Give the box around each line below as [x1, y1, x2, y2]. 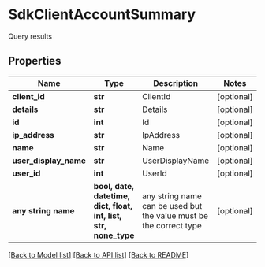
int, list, [93, 210, 122, 221]
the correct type [141, 220, 203, 231]
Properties [8, 54, 62, 68]
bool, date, [93, 180, 134, 191]
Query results [8, 32, 53, 41]
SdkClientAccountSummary [8, 6, 196, 24]
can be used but [141, 200, 203, 211]
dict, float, [93, 200, 132, 211]
